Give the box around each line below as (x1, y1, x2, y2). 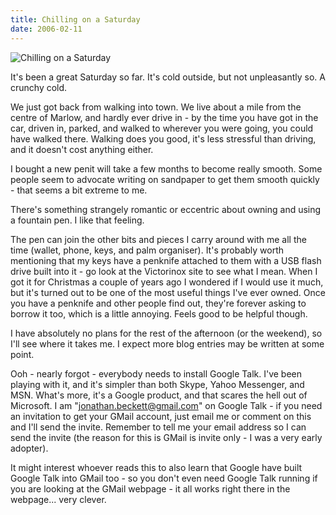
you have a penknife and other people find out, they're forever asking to (10, 297, 307, 309)
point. (10, 348, 35, 360)
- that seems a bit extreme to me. (10, 184, 148, 196)
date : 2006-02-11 (10, 24, 83, 34)
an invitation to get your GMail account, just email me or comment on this (10, 410, 312, 422)
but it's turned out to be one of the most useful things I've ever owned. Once (10, 286, 326, 298)
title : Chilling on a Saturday (10, 14, 141, 25)
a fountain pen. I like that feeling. (10, 214, 145, 226)
